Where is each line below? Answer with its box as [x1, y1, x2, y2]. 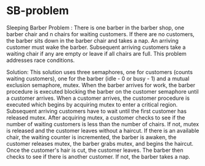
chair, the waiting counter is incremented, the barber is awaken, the [6, 133, 177, 141]
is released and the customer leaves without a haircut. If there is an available [6, 127, 199, 134]
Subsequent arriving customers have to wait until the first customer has [6, 107, 187, 115]
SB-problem [6, 4, 69, 18]
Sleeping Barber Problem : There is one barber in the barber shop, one [6, 24, 185, 31]
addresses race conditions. [6, 56, 75, 64]
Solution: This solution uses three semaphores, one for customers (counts [6, 68, 193, 75]
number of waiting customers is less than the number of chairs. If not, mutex [6, 120, 199, 127]
